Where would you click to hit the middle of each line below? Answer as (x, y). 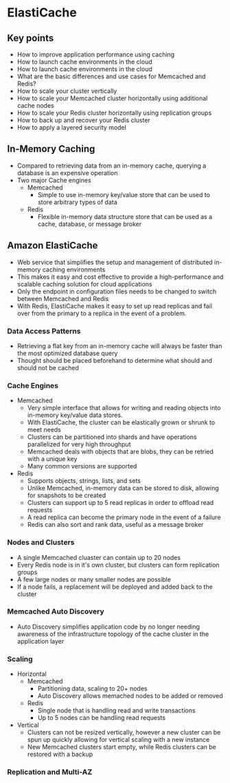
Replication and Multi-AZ (50, 772)
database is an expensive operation (67, 172)
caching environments (74, 269)
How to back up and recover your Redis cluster (84, 120)
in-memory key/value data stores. (75, 415)
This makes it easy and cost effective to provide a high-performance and (120, 277)
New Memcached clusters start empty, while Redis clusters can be (122, 747)
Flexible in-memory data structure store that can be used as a (125, 216)
